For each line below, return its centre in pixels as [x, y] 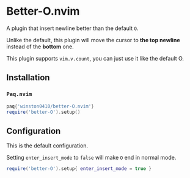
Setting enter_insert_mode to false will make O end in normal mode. [91, 158]
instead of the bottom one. [40, 46]
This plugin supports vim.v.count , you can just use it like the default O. [95, 58]
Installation [28, 78]
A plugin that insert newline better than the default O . [72, 28]
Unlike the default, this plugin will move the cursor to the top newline [93, 40]
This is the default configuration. [47, 146]
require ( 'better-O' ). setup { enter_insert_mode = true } [79, 169]
